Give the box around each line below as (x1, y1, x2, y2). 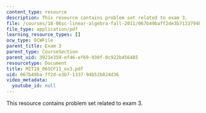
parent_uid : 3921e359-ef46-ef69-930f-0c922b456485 (6, 54, 139, 60)
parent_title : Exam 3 (6, 43, 62, 49)
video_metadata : (6, 77, 48, 83)
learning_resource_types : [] (6, 32, 81, 38)
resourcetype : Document (6, 60, 67, 66)
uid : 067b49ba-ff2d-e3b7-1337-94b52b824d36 (6, 71, 120, 78)
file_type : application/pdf (6, 26, 78, 32)
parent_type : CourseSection (6, 49, 78, 55)
